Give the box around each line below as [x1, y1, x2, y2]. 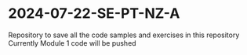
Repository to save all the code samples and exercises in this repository [8, 30, 240, 40]
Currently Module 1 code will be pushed [8, 38, 136, 47]
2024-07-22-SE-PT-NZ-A [8, 5, 180, 22]
